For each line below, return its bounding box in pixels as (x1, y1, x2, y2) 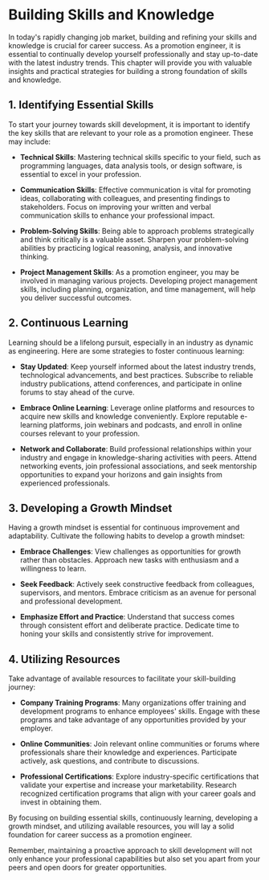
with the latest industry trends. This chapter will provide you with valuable (8, 58, 253, 68)
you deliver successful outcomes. (19, 293, 132, 302)
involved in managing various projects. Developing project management (19, 276, 259, 285)
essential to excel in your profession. (19, 169, 142, 178)
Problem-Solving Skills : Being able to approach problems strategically (19, 226, 255, 235)
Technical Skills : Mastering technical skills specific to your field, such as (19, 152, 261, 162)
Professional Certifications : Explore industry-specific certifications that (19, 772, 259, 781)
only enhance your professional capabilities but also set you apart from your (8, 854, 261, 864)
